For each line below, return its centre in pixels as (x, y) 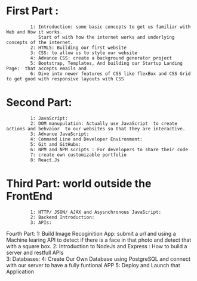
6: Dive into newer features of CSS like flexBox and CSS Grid (110, 74)
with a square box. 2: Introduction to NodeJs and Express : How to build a (97, 246)
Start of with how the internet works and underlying (106, 37)
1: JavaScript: (49, 118)
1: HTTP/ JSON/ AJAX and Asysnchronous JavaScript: (96, 212)
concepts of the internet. (40, 42)
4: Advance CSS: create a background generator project (101, 58)
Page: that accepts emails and (46, 68)
